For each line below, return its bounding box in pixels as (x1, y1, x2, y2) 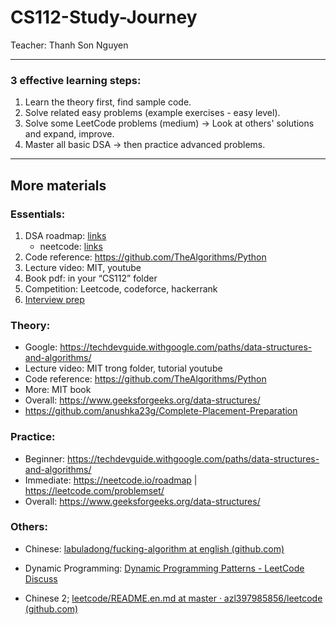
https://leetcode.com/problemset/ (24, 484, 165, 496)
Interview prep (24, 293, 85, 305)
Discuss (24, 572, 58, 585)
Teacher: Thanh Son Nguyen (10, 39, 129, 51)
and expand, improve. (24, 128, 115, 140)
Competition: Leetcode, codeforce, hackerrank (24, 282, 218, 295)
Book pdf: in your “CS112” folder (24, 272, 158, 284)
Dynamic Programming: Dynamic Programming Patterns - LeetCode (24, 562, 305, 574)
